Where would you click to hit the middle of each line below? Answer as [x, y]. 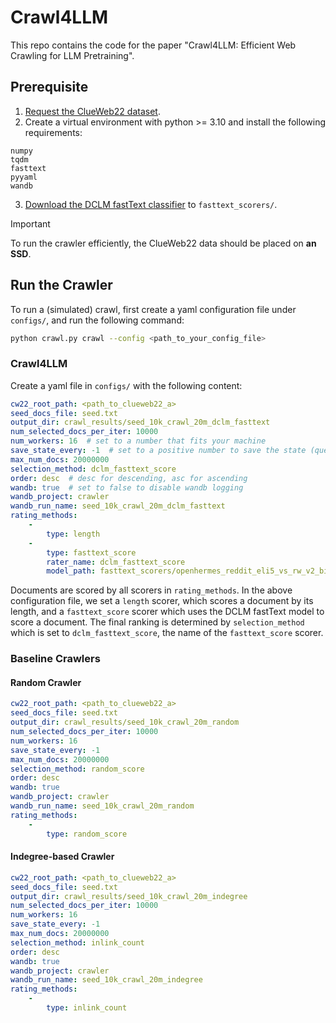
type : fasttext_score [91, 552]
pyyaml [24, 177]
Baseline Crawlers [55, 659]
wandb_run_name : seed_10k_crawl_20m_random [102, 806]
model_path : [71, 571]
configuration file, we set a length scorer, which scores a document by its [162, 601]
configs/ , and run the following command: [97, 320]
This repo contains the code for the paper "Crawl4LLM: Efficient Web [153, 45]
